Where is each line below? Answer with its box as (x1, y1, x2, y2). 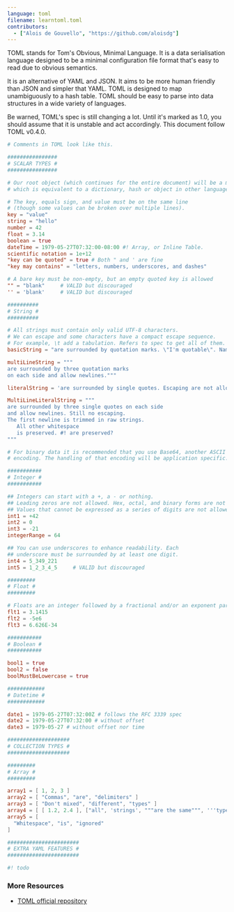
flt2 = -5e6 (7, 615, 42, 622)
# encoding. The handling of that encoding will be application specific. (7, 455, 229, 462)
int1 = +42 (7, 512, 39, 519)
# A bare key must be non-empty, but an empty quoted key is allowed (7, 276, 214, 283)
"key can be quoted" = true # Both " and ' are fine (7, 257, 164, 264)
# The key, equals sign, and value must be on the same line (7, 198, 189, 206)
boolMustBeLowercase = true (7, 673, 89, 680)
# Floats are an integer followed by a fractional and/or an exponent (7, 602, 217, 609)
